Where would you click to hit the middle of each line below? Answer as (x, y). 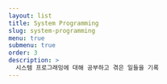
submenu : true (32, 46)
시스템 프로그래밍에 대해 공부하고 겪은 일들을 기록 (87, 68)
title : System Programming (54, 23)
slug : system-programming (52, 30)
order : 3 (23, 53)
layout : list (30, 16)
